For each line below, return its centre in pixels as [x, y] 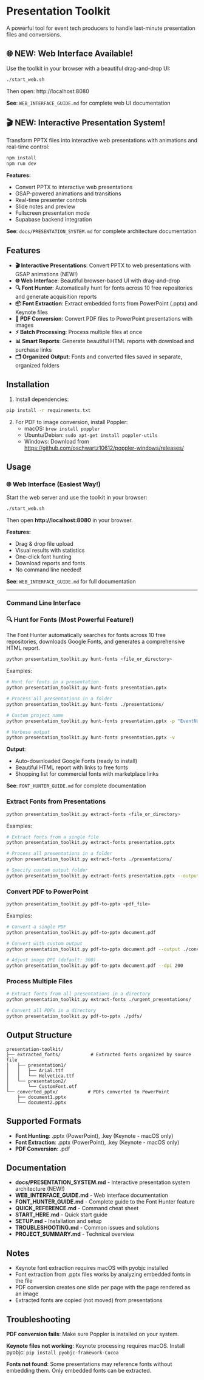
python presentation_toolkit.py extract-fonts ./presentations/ [89, 859]
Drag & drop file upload [44, 544]
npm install [21, 158]
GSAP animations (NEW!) [46, 274]
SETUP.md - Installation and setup [58, 1221]
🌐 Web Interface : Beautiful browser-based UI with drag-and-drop [97, 281]
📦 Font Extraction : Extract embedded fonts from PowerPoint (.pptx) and [106, 303]
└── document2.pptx [42, 1103]
